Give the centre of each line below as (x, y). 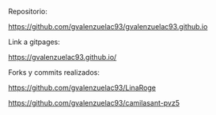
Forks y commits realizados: (54, 72)
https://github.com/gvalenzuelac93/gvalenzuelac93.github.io (108, 26)
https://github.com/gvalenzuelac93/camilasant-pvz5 (94, 103)
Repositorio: (28, 11)
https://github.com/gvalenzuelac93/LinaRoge (82, 87)
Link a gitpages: (34, 42)
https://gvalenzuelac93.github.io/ (63, 57)
